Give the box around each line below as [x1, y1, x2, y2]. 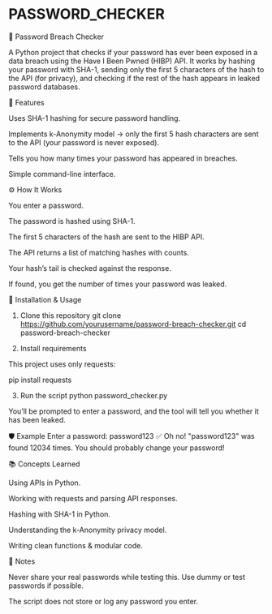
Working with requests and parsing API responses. [8, 493, 179, 503]
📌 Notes [8, 556, 36, 566]
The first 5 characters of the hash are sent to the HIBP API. [8, 232, 205, 242]
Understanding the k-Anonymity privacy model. [8, 525, 167, 535]
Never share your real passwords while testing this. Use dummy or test [8, 572, 246, 582]
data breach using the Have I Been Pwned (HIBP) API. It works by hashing [8, 56, 256, 66]
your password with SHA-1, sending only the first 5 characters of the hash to [8, 64, 265, 74]
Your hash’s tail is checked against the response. [8, 263, 172, 273]
